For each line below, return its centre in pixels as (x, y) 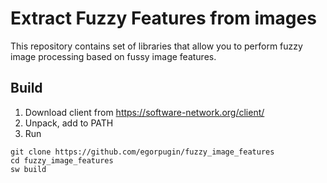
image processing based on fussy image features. (113, 56)
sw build (28, 169)
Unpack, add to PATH (69, 123)
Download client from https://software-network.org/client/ (144, 112)
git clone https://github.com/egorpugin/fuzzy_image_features (142, 152)
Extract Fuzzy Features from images (163, 18)
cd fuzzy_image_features (62, 160)
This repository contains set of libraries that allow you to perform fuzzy (156, 46)
